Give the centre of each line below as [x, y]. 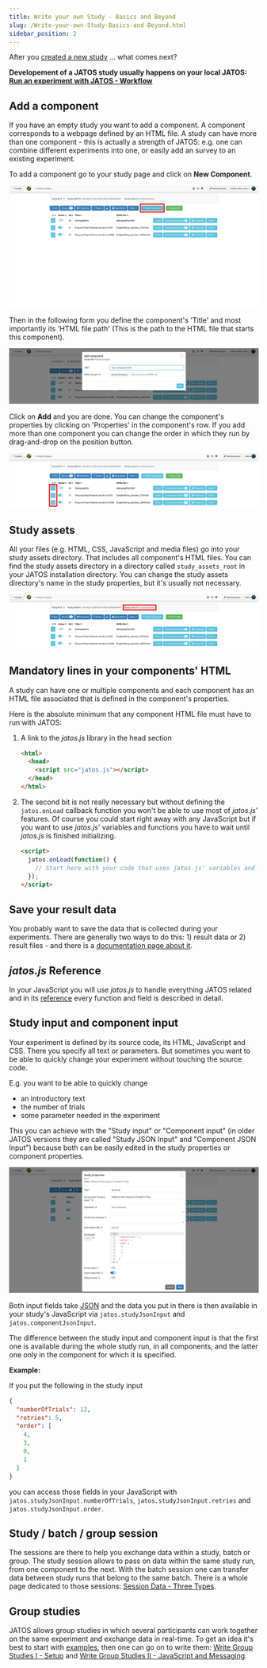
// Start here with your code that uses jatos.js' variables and [145, 868]
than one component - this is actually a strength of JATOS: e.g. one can [126, 142]
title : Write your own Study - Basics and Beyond [93, 17]
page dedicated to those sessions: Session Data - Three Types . [113, 1586]
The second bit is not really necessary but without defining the [122, 802]
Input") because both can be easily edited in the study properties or [120, 1147]
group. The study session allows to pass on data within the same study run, [132, 1561]
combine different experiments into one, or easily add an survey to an [122, 150]
